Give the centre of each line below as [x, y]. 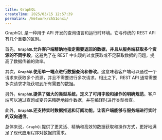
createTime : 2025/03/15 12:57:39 [39, 14]
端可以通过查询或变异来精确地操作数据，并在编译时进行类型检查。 [71, 100]
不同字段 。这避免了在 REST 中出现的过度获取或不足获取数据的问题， [82, 55]
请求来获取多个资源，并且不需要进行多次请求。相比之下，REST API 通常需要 [81, 78]
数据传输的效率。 [30, 62]
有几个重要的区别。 [24, 39]
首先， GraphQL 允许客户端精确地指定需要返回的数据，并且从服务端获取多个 [79, 49]
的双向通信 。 [18, 116]
